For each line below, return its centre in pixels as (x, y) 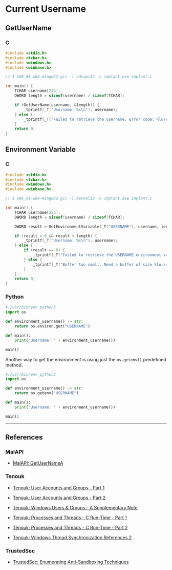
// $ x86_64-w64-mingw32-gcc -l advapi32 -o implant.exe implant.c (79, 77)
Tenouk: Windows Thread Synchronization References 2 (72, 537)
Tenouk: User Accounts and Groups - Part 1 (59, 488)
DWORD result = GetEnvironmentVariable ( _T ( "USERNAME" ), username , (87, 227)
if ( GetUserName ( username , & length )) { (57, 105)
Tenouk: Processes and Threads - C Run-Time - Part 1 (70, 518)
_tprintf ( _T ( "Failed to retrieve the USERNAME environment (97, 255)
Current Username (46, 9)
